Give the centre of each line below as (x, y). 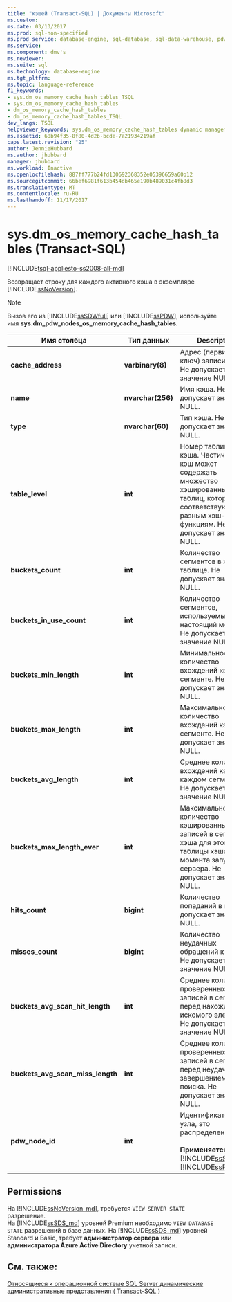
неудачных (198, 943)
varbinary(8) (145, 365)
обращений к (202, 951)
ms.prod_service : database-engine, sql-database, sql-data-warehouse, (111, 39)
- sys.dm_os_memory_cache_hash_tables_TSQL (71, 98)
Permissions (35, 1192)
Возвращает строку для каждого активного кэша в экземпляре (101, 282)
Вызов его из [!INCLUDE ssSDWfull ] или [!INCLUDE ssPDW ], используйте (112, 316)
